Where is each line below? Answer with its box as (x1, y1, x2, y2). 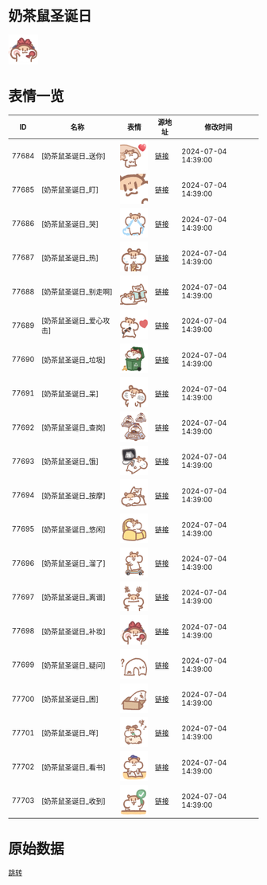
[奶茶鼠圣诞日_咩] (41, 728, 99, 738)
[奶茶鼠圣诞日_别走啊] (41, 287, 113, 297)
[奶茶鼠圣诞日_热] (41, 252, 99, 263)
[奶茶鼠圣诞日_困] (41, 694, 99, 704)
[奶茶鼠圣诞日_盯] (41, 185, 99, 195)
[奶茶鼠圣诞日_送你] (41, 151, 106, 161)
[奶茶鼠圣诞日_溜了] (41, 559, 106, 568)
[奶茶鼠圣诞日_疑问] (41, 660, 106, 669)
